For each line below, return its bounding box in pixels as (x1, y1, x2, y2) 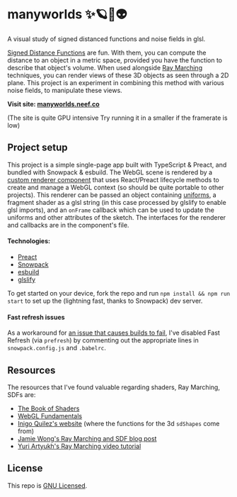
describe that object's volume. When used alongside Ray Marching (7, 63, 203, 72)
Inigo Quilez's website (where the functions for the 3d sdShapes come (17, 419, 220, 428)
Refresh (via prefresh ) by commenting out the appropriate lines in (7, 336, 200, 345)
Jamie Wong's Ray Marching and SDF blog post (17, 434, 157, 442)
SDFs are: (7, 390, 36, 398)
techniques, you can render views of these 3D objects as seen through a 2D (7, 71, 229, 79)
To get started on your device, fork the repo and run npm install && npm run (7, 289, 231, 297)
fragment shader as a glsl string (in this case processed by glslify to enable (7, 198, 226, 206)
